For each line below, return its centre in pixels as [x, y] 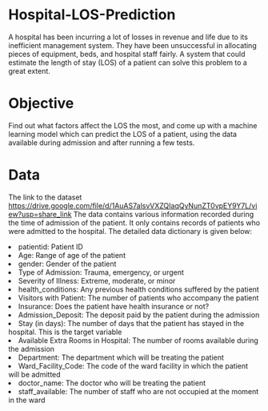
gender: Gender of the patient [68, 264]
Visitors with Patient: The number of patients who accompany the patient [139, 297]
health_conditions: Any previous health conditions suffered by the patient [139, 289]
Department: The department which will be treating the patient [121, 357]
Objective [41, 104]
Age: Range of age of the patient [72, 255]
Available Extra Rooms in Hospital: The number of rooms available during [138, 340]
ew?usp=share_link [40, 214]
